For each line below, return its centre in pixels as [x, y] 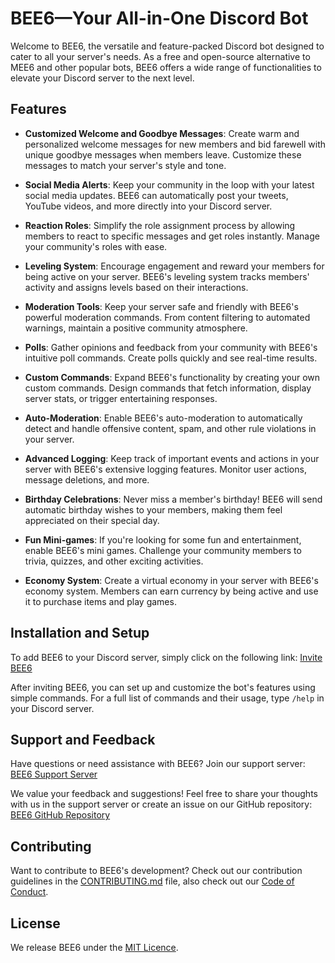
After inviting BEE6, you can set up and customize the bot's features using [163, 687]
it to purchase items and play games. [100, 601]
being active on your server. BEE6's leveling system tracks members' [167, 276]
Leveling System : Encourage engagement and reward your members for [174, 266]
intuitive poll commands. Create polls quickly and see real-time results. [171, 358]
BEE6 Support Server [54, 774]
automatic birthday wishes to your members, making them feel [153, 509]
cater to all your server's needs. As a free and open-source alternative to [160, 56]
